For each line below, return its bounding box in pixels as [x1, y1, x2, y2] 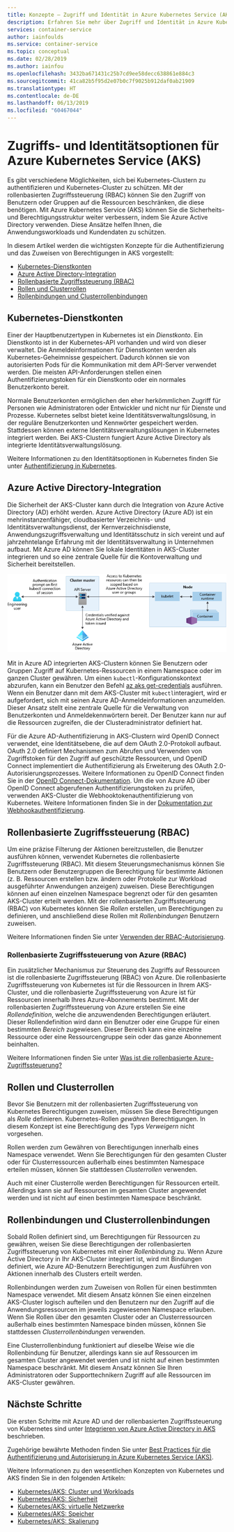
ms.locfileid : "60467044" [7, 107, 82, 115]
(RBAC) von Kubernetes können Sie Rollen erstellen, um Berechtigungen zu [7, 904, 224, 913]
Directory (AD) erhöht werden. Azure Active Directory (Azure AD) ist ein [7, 508, 214, 516]
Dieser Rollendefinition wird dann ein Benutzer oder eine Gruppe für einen [7, 1018, 220, 1026]
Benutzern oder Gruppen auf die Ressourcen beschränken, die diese [7, 198, 205, 206]
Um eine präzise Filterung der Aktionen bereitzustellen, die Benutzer [7, 845, 203, 853]
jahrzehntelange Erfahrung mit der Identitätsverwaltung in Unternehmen [7, 538, 214, 546]
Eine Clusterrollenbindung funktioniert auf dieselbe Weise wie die [7, 1341, 195, 1350]
